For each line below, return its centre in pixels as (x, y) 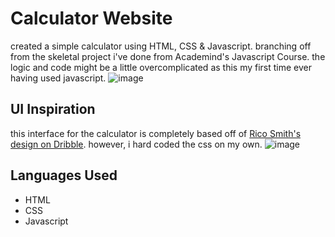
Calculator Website (91, 18)
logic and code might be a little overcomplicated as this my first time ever (161, 67)
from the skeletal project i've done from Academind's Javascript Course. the (168, 56)
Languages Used (64, 175)
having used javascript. (58, 78)
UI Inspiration (53, 109)
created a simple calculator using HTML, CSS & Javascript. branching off (161, 46)
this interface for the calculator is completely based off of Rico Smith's (156, 133)
